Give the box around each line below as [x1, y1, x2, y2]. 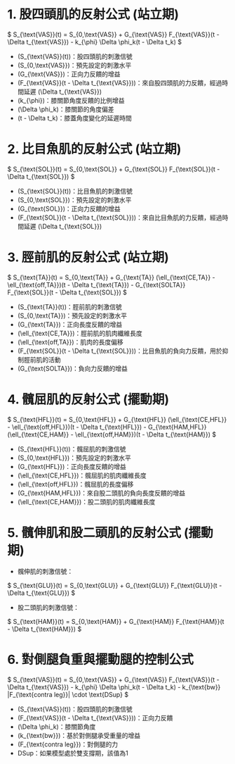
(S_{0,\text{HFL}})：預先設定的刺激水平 [17, 453, 131, 462]
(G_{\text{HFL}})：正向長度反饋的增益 [17, 462, 126, 470]
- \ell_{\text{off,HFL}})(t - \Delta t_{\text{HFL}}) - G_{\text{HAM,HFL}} [7, 422, 207, 431]
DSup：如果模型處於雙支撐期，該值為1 [17, 749, 128, 757]
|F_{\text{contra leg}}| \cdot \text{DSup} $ [7, 690, 128, 699]
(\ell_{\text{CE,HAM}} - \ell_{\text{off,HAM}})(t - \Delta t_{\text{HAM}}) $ [7, 430, 217, 439]
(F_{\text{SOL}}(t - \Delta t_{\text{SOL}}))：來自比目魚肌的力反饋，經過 [17, 213, 222, 222]
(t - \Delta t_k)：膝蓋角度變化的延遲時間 [17, 113, 132, 122]
